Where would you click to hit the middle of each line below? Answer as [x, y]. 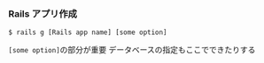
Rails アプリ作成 [43, 13]
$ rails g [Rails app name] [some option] [88, 32]
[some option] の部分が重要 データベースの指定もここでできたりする [132, 50]
